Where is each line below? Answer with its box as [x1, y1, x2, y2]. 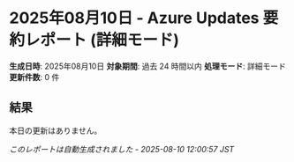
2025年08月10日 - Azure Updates [9, 8, 260, 28]
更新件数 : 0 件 [9, 71, 60, 82]
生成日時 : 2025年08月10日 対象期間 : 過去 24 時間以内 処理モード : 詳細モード [9, 61, 287, 71]
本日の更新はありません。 [9, 125, 102, 136]
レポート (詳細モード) [25, 30, 179, 50]
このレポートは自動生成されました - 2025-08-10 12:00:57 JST [9, 144, 235, 154]
